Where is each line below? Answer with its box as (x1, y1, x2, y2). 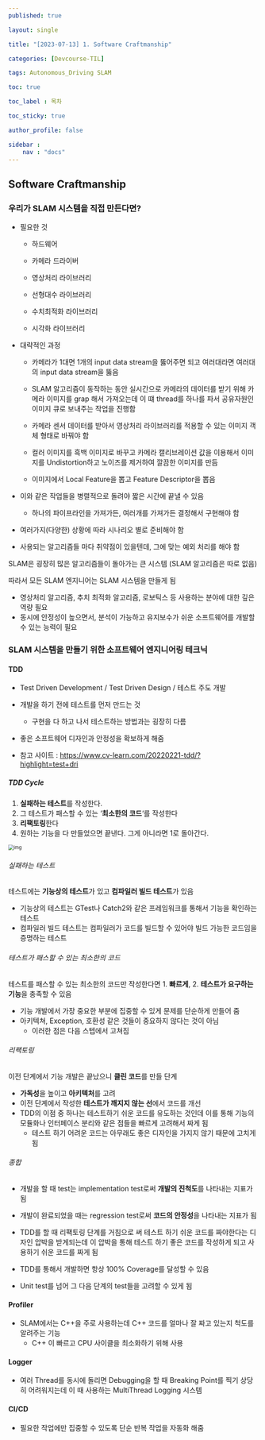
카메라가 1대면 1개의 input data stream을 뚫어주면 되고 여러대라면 (31, 357, 235, 367)
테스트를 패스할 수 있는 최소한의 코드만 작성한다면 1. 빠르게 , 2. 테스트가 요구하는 (8, 979, 254, 989)
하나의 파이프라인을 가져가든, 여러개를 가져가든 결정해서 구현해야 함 (31, 508, 240, 518)
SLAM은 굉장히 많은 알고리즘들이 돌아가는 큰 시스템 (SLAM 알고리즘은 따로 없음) (8, 559, 258, 569)
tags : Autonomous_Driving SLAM (8, 69, 112, 77)
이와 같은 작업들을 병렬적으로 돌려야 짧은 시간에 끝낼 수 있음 (19, 492, 205, 501)
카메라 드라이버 (31, 256, 79, 266)
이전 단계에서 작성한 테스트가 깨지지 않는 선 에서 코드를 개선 (19, 1098, 202, 1108)
